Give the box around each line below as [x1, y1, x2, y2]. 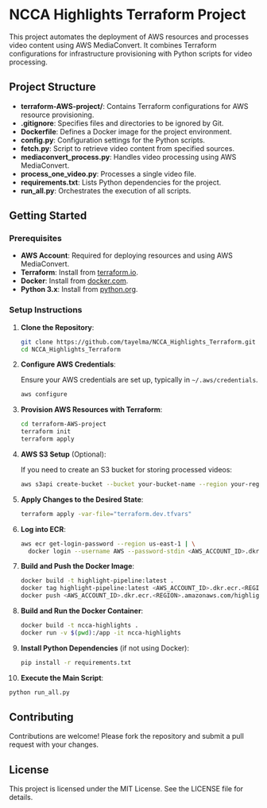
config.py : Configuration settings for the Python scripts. [20, 135, 206, 145]
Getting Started [9, 209, 87, 223]
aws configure [20, 390, 68, 398]
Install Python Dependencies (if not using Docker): [20, 643, 190, 653]
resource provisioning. [20, 110, 95, 119]
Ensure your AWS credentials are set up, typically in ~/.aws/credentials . [20, 375, 258, 385]
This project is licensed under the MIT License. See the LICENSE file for [9, 784, 244, 794]
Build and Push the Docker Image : [20, 561, 134, 571]
